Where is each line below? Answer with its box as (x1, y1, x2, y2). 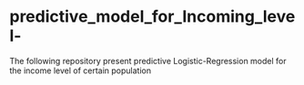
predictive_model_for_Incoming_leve (9, 6, 296, 27)
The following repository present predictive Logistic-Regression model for (9, 55, 287, 66)
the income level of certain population (9, 65, 152, 76)
